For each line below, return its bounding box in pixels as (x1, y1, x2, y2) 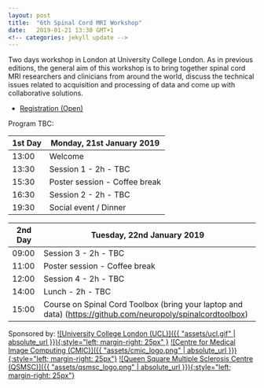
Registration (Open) (19, 104, 84, 113)
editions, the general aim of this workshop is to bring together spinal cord (8, 64, 246, 73)
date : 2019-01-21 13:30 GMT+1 (8, 26, 114, 34)
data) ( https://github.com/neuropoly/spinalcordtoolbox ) (42, 309, 249, 320)
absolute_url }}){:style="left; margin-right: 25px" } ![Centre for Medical (8, 338, 236, 347)
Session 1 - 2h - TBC (49, 164, 131, 175)
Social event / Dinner (49, 202, 126, 213)
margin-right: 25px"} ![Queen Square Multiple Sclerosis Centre (50, 354, 254, 364)
